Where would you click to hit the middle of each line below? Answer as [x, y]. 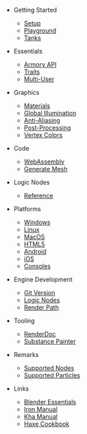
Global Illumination [50, 113]
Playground [40, 31]
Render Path [41, 307]
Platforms [27, 209]
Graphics [26, 93]
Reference [38, 196]
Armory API [40, 64]
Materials [37, 106]
